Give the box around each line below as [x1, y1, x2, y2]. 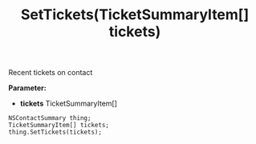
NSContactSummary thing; [8, 114, 91, 122]
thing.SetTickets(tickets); [8, 128, 103, 137]
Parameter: [8, 83, 47, 93]
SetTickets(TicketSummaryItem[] [20, 6, 250, 24]
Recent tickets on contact [8, 68, 93, 78]
